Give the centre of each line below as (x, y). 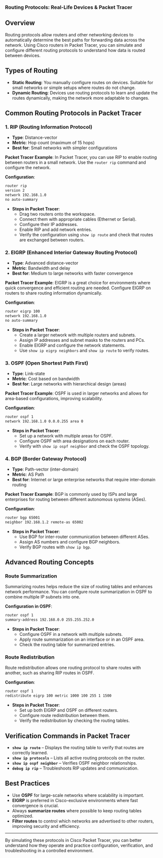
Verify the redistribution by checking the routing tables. (74, 720)
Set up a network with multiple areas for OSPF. (66, 436)
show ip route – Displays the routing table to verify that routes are (78, 748)
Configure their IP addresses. (49, 224)
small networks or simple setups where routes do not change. (74, 88)
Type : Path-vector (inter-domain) (45, 469)
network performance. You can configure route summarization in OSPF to (79, 592)
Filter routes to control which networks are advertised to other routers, (83, 821)
